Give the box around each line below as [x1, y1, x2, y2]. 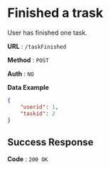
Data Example [7, 83, 50, 91]
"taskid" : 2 [20, 110, 55, 117]
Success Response [7, 136, 94, 148]
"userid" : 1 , [20, 103, 59, 110]
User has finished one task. [7, 28, 87, 37]
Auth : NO [7, 69, 34, 78]
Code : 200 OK [7, 155, 48, 163]
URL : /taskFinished [7, 42, 67, 50]
